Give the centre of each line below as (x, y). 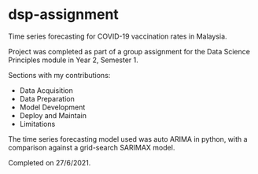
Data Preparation (47, 98)
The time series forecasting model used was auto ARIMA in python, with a (128, 139)
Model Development (52, 107)
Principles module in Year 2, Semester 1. (74, 60)
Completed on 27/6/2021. (50, 162)
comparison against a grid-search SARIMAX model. (92, 147)
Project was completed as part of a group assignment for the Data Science (129, 51)
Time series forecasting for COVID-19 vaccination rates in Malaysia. (118, 36)
